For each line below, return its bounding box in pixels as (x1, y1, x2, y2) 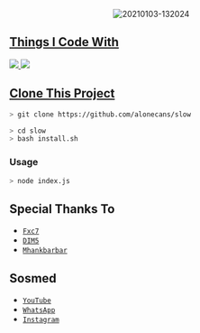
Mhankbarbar (22, 246, 68, 255)
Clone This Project (9, 86, 115, 101)
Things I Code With (9, 34, 120, 50)
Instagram (22, 316, 60, 325)
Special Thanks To (9, 201, 115, 217)
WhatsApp (22, 306, 56, 315)
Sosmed (9, 271, 57, 286)
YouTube (22, 296, 51, 306)
